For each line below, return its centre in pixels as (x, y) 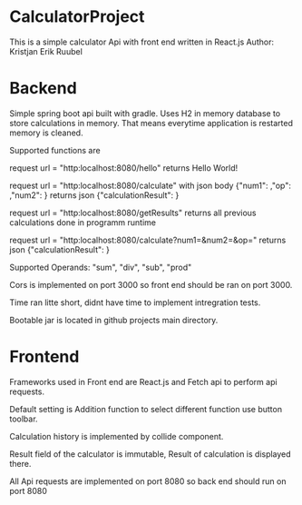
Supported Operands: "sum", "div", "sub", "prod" (101, 267)
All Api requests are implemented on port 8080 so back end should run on (148, 481)
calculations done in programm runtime (83, 222)
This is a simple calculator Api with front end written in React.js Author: (142, 42)
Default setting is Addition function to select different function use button (146, 409)
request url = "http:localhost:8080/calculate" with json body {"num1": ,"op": (151, 185)
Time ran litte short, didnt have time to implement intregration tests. (135, 302)
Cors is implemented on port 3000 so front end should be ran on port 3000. (151, 284)
